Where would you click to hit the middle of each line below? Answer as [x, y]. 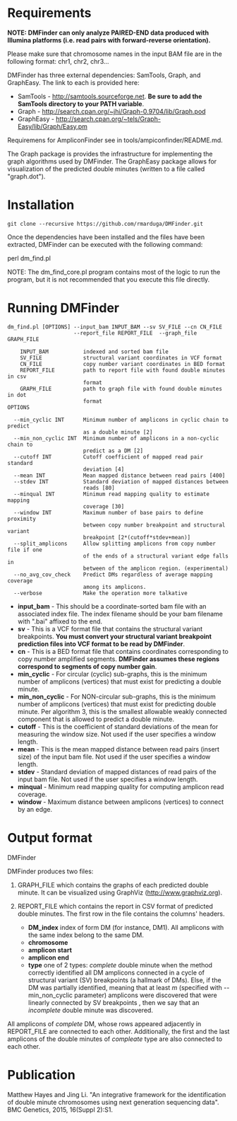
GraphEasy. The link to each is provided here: [73, 82]
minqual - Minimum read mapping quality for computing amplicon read [121, 786]
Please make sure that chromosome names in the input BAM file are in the [115, 54]
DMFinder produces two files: [50, 871]
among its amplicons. [115, 587]
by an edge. [35, 809]
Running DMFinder [63, 308]
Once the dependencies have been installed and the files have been [106, 237]
